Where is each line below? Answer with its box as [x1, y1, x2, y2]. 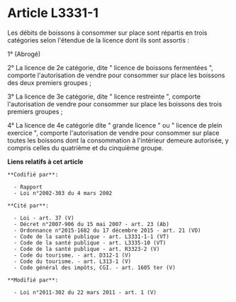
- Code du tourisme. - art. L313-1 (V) [13, 257, 132, 265]
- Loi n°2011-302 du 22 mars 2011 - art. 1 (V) [13, 289, 157, 296]
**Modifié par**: [7, 276, 59, 284]
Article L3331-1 [7, 5, 99, 21]
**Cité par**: [7, 202, 50, 209]
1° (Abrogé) [7, 50, 41, 58]
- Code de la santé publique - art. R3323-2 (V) [13, 245, 160, 252]
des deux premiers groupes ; [7, 78, 92, 86]
